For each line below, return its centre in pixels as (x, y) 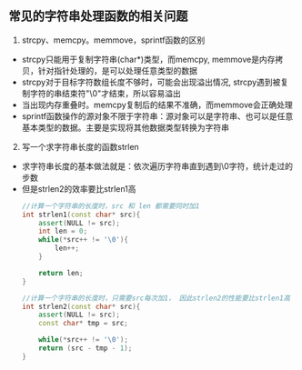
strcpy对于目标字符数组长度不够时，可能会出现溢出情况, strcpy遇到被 (151, 82)
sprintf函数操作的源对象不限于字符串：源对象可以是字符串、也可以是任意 (157, 115)
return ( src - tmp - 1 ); (86, 348)
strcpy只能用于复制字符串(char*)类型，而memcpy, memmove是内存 (148, 59)
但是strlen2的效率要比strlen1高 (79, 188)
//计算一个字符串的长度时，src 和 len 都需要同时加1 (111, 206)
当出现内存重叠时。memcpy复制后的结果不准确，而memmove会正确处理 (157, 105)
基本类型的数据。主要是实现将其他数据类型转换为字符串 (125, 127)
